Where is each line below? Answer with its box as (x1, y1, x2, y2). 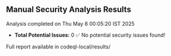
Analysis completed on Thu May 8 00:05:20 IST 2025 (6, 20, 135, 27)
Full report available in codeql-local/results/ (6, 43, 111, 50)
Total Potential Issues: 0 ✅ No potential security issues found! (14, 32, 165, 38)
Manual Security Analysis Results (6, 5, 131, 15)
